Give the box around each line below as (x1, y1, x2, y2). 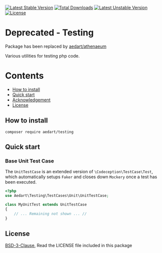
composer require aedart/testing (5, 129, 74, 134)
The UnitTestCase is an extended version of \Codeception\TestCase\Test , (5, 169, 154, 175)
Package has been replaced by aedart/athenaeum (5, 43, 107, 49)
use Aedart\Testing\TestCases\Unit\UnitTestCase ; (5, 193, 109, 198)
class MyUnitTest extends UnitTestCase (5, 202, 87, 207)
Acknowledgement (12, 96, 51, 103)
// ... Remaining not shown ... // (14, 211, 87, 216)
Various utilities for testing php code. (5, 53, 80, 59)
